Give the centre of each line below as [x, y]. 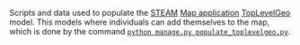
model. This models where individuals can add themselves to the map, [140, 22]
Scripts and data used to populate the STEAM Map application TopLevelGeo [150, 13]
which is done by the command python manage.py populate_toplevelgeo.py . [150, 31]
